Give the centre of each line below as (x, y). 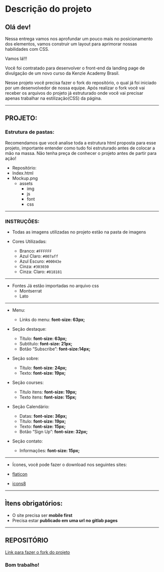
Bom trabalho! (22, 565)
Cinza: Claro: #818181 (41, 272)
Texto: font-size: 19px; (42, 373)
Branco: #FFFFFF (36, 251)
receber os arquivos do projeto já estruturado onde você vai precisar (74, 93)
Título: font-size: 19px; (42, 421)
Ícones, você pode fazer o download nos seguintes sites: (70, 465)
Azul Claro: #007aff (39, 256)
